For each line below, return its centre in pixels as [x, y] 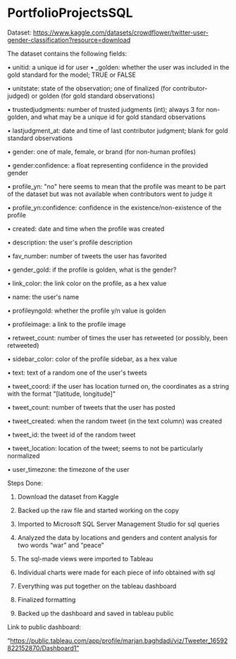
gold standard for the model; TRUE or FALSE [72, 75]
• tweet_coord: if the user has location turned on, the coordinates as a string [118, 386]
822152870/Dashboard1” [43, 648]
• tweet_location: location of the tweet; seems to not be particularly [105, 448]
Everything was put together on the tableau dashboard [97, 586]
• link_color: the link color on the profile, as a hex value [87, 283]
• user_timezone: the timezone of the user [68, 469]
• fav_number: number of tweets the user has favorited [87, 256]
